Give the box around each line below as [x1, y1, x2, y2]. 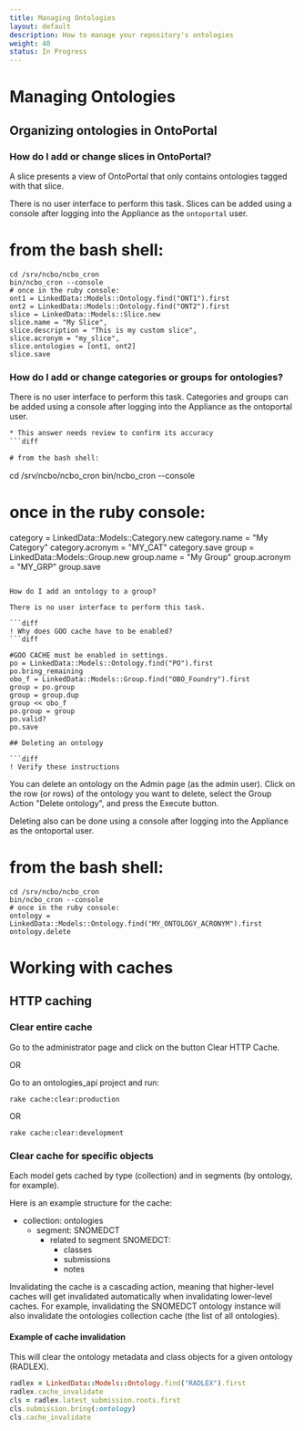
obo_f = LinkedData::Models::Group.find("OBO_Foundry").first [9, 674, 250, 684]
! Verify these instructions [9, 762, 120, 772]
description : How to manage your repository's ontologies [9, 30, 234, 39]
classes [63, 1244, 93, 1255]
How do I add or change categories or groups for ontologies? [9, 370, 284, 383]
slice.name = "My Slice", [9, 317, 107, 327]
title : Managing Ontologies [9, 13, 117, 23]
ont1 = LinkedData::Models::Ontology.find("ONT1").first [9, 294, 230, 303]
